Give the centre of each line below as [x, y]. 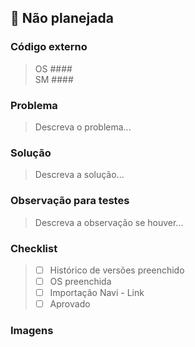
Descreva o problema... [83, 127]
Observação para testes [70, 201]
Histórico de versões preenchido [117, 270]
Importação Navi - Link [97, 292]
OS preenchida [80, 281]
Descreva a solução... [79, 175]
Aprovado [70, 304]
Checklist [34, 248]
